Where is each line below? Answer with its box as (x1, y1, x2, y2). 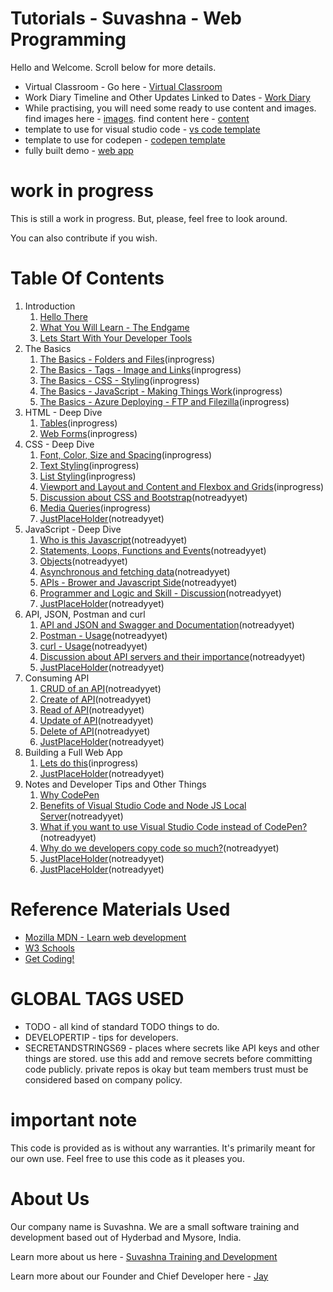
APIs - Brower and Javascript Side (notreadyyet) (39, 576, 238, 588)
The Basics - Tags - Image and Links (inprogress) (39, 363, 242, 376)
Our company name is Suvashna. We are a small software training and (10, 1220, 300, 1232)
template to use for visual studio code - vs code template (24, 123, 261, 135)
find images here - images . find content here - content (24, 112, 250, 124)
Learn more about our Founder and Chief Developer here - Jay (10, 1270, 269, 1282)
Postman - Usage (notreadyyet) (39, 629, 168, 641)
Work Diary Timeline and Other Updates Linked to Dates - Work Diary (24, 91, 311, 103)
